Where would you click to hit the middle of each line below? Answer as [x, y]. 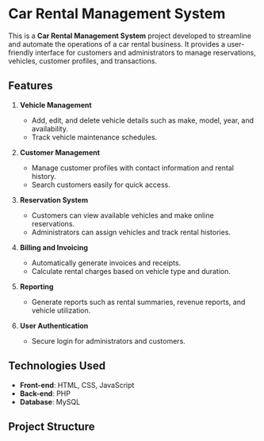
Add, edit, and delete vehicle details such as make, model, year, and [143, 120]
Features [31, 86]
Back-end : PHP [45, 393]
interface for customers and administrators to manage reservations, [145, 52]
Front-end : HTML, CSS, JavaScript [77, 385]
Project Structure [52, 426]
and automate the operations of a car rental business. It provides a [117, 44]
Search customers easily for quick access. [101, 184]
